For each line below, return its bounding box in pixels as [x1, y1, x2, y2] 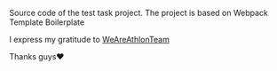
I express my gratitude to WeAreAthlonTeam [9, 35, 170, 44]
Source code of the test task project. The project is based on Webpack [9, 8, 268, 18]
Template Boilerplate [9, 17, 85, 28]
